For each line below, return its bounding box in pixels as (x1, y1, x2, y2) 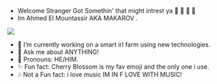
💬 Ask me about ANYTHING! (17, 48, 99, 56)
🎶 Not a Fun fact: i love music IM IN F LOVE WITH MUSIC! (17, 70, 183, 78)
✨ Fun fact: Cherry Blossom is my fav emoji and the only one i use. (17, 62, 209, 71)
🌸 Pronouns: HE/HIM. (17, 56, 79, 63)
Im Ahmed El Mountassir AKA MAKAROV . (17, 14, 138, 22)
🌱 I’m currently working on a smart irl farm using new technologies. (17, 40, 211, 49)
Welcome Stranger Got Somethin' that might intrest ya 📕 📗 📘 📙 (17, 7, 196, 15)
